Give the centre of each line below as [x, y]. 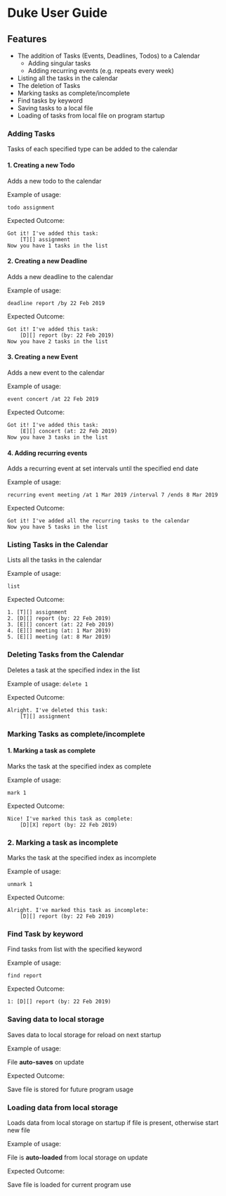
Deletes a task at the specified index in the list [74, 670]
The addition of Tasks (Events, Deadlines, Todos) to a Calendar [108, 56]
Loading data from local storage [63, 1107]
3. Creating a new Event [43, 357]
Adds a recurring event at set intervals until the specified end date [103, 468]
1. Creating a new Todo [41, 165]
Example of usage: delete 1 [48, 683]
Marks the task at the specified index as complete [79, 766]
